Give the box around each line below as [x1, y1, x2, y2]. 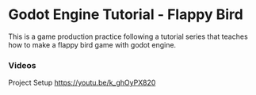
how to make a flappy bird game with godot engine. [8, 40, 177, 49]
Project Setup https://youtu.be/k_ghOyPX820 [8, 78, 156, 88]
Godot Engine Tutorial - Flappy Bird [8, 6, 243, 24]
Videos [8, 59, 36, 70]
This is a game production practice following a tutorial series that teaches [8, 32, 248, 41]
